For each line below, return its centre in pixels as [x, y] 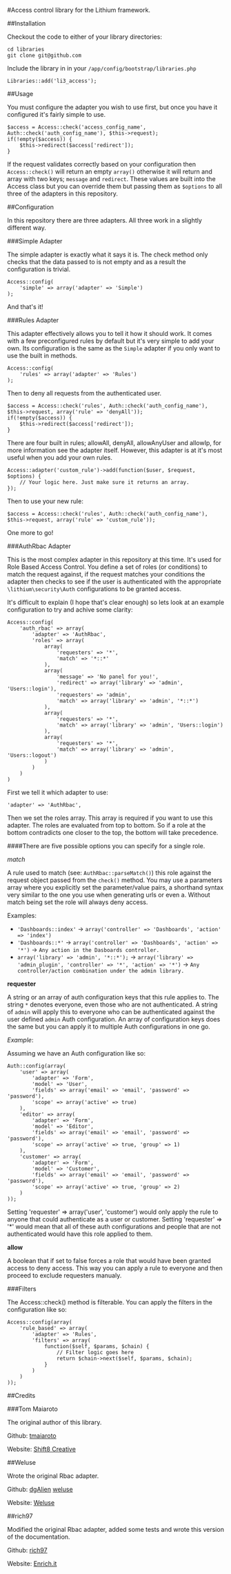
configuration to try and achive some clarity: [70, 610]
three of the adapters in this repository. [63, 194]
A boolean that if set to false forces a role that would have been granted [109, 1261]
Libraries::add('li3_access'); [52, 81]
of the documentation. [39, 1537]
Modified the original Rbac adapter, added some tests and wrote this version [115, 1529]
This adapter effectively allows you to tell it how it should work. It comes [110, 334]
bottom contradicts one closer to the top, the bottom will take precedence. [113, 833]
